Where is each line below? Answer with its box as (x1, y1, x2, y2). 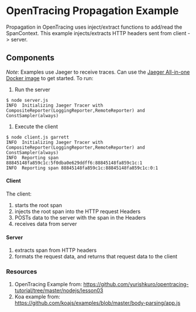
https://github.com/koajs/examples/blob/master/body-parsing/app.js (14, 300, 181, 307)
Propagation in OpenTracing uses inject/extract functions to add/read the (6, 23, 183, 30)
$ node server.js (6, 97, 49, 103)
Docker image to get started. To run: (6, 74, 94, 81)
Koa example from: (14, 293, 60, 300)
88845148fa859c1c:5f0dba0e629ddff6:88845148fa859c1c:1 (6, 160, 143, 166)
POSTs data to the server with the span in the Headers (14, 214, 146, 221)
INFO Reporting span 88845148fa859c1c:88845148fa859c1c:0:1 (6, 165, 159, 171)
